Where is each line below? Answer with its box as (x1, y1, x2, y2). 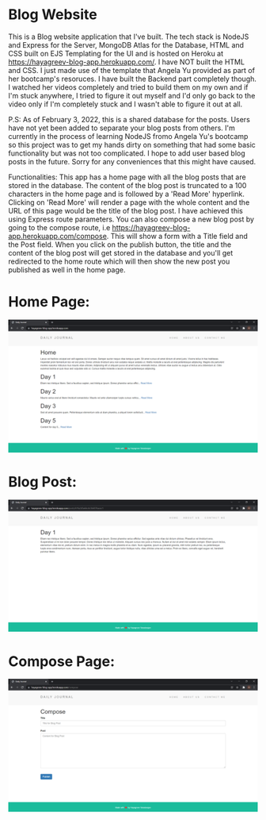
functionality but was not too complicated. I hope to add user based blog (8, 148, 245, 158)
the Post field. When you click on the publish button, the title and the (8, 240, 232, 249)
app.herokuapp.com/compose (8, 231, 107, 241)
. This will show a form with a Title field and (106, 231, 248, 241)
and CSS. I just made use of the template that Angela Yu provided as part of (8, 65, 256, 75)
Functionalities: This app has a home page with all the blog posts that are (8, 172, 247, 182)
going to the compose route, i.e (8, 222, 111, 232)
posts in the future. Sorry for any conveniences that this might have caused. (8, 156, 256, 166)
